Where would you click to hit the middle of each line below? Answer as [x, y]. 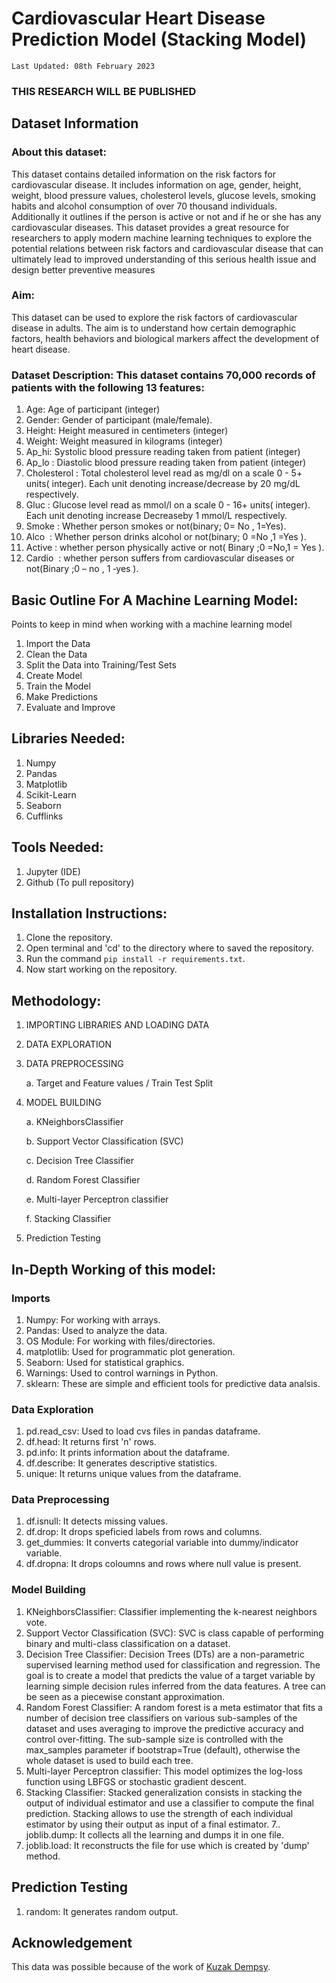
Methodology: [56, 1000]
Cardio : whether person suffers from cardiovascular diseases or [160, 558]
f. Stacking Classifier [68, 1219]
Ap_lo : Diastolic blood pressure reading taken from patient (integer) [166, 463]
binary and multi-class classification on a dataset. [128, 1643]
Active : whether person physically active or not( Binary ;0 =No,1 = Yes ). [175, 548]
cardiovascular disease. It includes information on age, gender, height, [156, 184]
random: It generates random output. [102, 1911]
